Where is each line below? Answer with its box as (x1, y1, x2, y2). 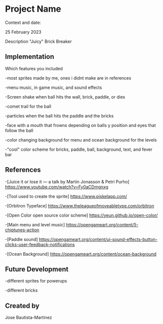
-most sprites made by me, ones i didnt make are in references (5, 75, 132, 81)
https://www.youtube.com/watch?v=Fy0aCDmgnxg (5, 184, 108, 190)
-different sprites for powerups (5, 278, 67, 284)
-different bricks (5, 287, 38, 293)
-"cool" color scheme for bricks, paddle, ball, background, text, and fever (5, 146, 153, 152)
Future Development (5, 265, 69, 273)
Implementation (5, 53, 55, 61)
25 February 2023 (5, 29, 41, 35)
